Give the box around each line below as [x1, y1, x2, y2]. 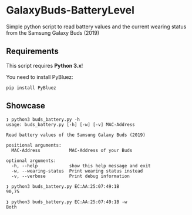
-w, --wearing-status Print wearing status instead [11, 168, 143, 174]
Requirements [6, 47, 59, 57]
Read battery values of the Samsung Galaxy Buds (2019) [6, 132, 146, 138]
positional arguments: [6, 142, 62, 148]
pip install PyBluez [6, 85, 57, 91]
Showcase [6, 101, 46, 111]
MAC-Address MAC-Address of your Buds [11, 147, 133, 153]
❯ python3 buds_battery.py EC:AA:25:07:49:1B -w [6, 199, 127, 205]
